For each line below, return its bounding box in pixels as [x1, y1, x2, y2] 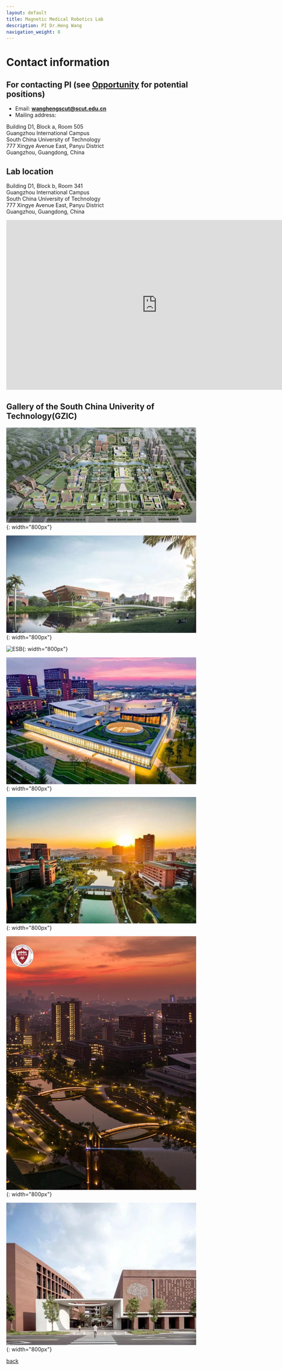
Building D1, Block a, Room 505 [6, 123, 84, 130]
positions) [6, 89, 45, 99]
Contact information [6, 56, 110, 69]
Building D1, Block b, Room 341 [6, 182, 83, 190]
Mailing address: [14, 112, 57, 119]
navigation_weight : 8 [6, 29, 61, 35]
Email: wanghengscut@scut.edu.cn [14, 105, 107, 112]
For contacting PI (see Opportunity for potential [6, 79, 189, 90]
